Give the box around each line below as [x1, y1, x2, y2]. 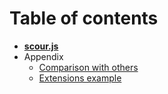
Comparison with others [38, 61, 139, 73]
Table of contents [9, 7, 159, 30]
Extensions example [38, 72, 122, 84]
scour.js [23, 40, 59, 52]
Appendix [23, 50, 64, 62]
